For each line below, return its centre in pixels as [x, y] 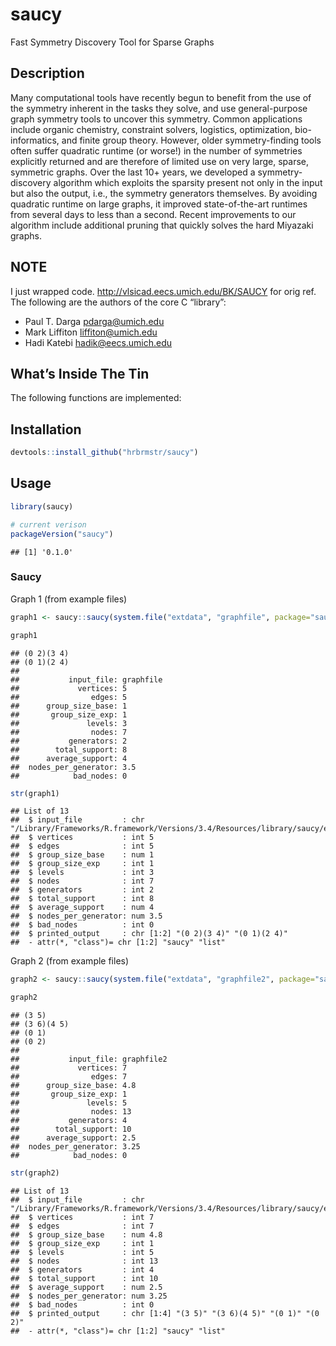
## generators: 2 [69, 741]
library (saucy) [42, 506]
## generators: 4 [69, 1121]
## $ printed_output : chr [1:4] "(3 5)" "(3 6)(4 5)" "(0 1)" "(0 [165, 1314]
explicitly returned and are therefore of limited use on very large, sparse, [160, 161]
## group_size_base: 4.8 [73, 1086]
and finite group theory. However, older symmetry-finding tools [191, 140]
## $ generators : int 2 [82, 890]
